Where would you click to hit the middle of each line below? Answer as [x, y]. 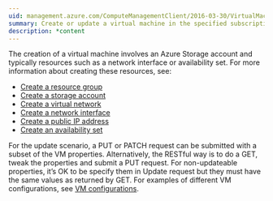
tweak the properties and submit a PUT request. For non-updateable [123, 163]
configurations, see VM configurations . [74, 189]
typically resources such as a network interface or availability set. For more [134, 62]
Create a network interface [65, 113]
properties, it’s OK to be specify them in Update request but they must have [135, 172]
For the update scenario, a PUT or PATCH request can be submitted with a [133, 146]
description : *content [47, 31]
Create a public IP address [65, 122]
